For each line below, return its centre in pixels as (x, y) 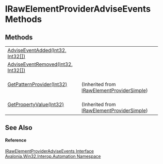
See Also (19, 128)
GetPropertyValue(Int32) (36, 104)
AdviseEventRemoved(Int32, (40, 64)
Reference (16, 140)
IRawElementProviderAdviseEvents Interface (49, 151)
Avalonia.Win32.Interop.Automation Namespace (53, 156)
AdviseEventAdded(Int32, (37, 50)
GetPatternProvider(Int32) (37, 84)
